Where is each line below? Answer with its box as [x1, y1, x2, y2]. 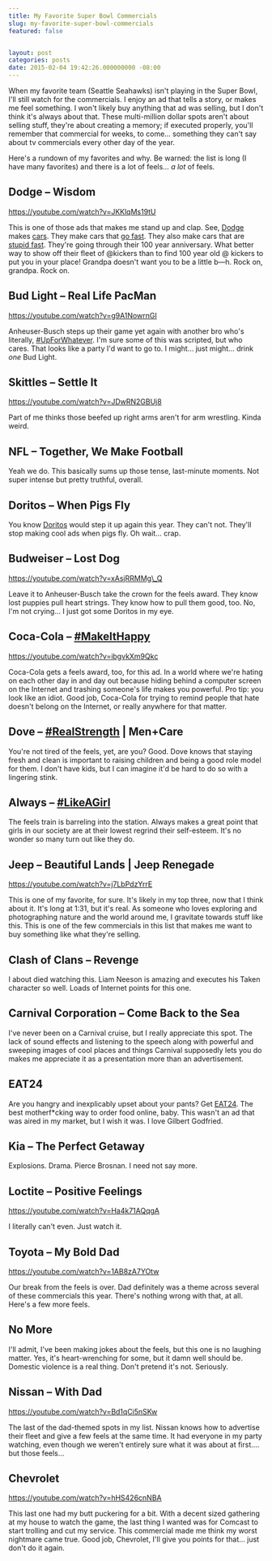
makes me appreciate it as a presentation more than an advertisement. [8, 1054, 244, 1064]
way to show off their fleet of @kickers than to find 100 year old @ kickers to [8, 248, 264, 258]
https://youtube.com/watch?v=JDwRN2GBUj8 [8, 397, 162, 407]
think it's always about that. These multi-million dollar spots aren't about [8, 112, 249, 122]
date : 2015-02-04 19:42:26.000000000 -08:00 [8, 64, 161, 72]
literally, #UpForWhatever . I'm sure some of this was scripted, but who [8, 335, 243, 344]
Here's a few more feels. [8, 1299, 91, 1309]
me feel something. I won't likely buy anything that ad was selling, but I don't [8, 103, 264, 113]
